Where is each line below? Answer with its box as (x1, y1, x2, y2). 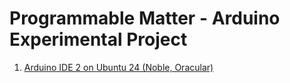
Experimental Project (9, 28, 188, 51)
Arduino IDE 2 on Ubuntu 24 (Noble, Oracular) (23, 61, 214, 73)
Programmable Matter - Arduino (9, 7, 281, 30)
